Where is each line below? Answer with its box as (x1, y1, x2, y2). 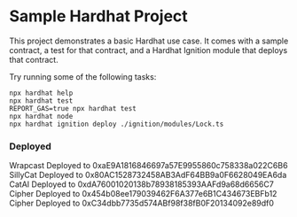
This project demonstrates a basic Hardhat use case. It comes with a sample (9, 35, 289, 46)
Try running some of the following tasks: (9, 71, 157, 81)
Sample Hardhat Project (9, 6, 188, 27)
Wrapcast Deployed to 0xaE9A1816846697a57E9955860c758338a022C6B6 (9, 160, 288, 171)
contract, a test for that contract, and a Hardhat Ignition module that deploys (9, 44, 288, 55)
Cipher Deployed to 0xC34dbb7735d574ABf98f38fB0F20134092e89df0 (9, 198, 275, 209)
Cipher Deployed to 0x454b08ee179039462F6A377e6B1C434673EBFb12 (9, 189, 277, 199)
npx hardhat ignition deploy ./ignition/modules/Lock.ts (9, 120, 224, 128)
